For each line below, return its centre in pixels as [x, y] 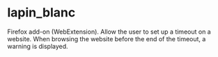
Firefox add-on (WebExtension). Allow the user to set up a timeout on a [109, 32]
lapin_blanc [41, 13]
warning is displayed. [38, 46]
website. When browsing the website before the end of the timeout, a [107, 38]
